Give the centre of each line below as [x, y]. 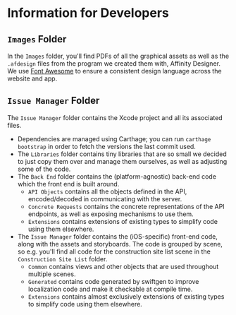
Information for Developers [88, 13]
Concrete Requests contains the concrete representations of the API [126, 206]
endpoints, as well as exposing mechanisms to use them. [111, 214]
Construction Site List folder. [62, 258]
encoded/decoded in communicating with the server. [105, 198]
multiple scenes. [52, 274]
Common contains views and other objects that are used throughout [123, 266]
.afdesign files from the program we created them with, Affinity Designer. [114, 64]
